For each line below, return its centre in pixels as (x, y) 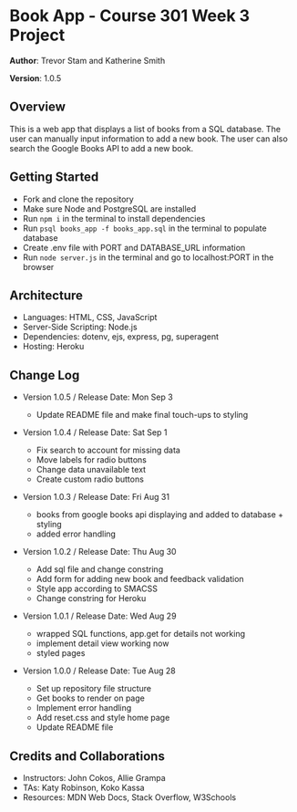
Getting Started (54, 177)
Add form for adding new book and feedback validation (140, 579)
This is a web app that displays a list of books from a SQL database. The (145, 129)
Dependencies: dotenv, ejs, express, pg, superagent (121, 337)
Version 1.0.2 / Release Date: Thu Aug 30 (99, 552)
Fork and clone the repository (78, 199)
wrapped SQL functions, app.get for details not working (141, 634)
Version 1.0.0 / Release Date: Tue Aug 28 (99, 671)
